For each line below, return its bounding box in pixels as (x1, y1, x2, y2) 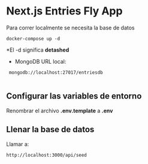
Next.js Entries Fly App (6, 4, 123, 18)
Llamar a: (6, 140, 29, 148)
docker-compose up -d (6, 35, 61, 41)
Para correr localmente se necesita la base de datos (6, 24, 135, 31)
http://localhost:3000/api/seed (6, 152, 87, 158)
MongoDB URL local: (14, 58, 67, 65)
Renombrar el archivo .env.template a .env (6, 107, 113, 114)
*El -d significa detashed (6, 46, 70, 53)
